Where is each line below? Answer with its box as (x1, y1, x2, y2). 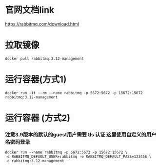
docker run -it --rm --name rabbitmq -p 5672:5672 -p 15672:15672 (5, 90, 143, 96)
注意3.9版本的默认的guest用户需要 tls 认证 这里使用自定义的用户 (5, 131, 157, 138)
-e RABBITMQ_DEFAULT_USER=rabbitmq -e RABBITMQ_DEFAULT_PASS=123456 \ (5, 154, 152, 159)
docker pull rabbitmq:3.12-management (5, 56, 84, 61)
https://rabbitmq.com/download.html (5, 21, 79, 27)
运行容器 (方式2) (5, 113, 71, 123)
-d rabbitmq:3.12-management (5, 159, 64, 164)
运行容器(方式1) (5, 74, 67, 85)
